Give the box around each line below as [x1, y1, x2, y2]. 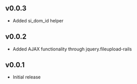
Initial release [12, 74, 41, 80]
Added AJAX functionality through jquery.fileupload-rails [12, 46, 132, 52]
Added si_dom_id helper [12, 17, 64, 23]
